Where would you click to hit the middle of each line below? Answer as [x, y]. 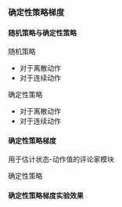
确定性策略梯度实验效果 [46, 195]
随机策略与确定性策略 [42, 32]
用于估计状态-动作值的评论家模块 [61, 159]
